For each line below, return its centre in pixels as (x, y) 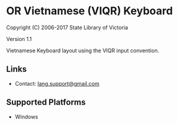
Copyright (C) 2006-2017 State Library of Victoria (67, 27)
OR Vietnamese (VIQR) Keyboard (90, 11)
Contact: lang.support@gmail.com (57, 83)
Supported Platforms (46, 102)
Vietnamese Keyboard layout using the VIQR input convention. (83, 50)
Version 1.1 (19, 39)
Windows (26, 117)
